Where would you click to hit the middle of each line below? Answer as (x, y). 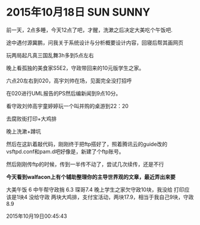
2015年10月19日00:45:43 (37, 216)
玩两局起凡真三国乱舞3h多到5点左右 (50, 55)
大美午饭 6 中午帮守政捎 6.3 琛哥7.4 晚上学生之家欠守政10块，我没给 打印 (95, 189)
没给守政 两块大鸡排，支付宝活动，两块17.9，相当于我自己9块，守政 (111, 197)
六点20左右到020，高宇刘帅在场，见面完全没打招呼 (69, 81)
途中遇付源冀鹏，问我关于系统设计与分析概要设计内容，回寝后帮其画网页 (95, 42)
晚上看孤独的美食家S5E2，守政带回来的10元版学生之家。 (75, 68)
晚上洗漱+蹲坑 (24, 131)
